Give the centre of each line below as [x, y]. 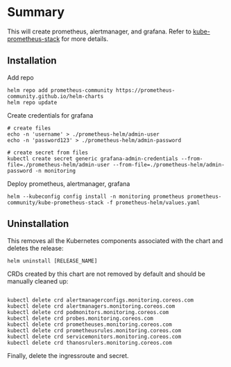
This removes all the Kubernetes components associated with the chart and [115, 240]
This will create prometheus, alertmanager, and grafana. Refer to [100, 31]
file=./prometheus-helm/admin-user [59, 164]
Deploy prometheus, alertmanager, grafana [69, 183]
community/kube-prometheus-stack [55, 203]
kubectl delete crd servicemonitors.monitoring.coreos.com [94, 336]
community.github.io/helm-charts [55, 96]
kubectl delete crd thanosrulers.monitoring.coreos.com [89, 343]
